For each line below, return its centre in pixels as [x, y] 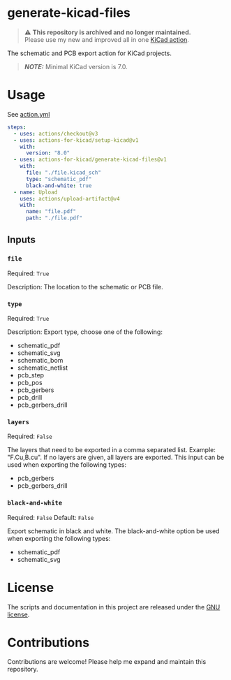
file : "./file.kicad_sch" [63, 173]
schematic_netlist [43, 368]
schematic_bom [40, 360]
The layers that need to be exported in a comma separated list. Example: [112, 450]
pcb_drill [30, 397]
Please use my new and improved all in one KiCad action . [107, 39]
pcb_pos [30, 382]
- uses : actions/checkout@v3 [56, 133]
